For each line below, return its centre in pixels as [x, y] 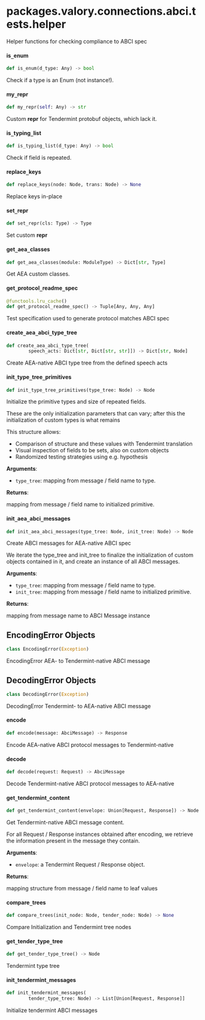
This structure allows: [34, 432]
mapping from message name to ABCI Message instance [78, 616]
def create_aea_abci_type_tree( [48, 346]
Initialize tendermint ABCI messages [52, 1010]
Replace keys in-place [34, 196]
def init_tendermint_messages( [46, 993]
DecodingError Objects [51, 680]
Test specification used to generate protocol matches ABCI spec [88, 319]
